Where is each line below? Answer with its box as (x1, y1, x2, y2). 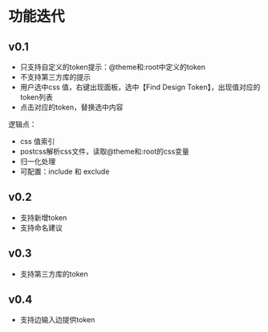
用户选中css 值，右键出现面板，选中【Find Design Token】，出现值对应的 (19, 82, 261, 92)
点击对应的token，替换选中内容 (19, 102, 124, 112)
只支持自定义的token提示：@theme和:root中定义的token (19, 62, 206, 72)
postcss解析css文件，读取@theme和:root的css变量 (19, 146, 190, 156)
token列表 (19, 92, 54, 101)
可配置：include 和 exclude (19, 166, 110, 176)
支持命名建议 (19, 223, 63, 232)
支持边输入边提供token (19, 315, 95, 325)
